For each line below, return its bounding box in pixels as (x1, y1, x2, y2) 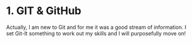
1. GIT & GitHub (6, 4, 81, 18)
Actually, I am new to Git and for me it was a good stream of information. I (6, 24, 187, 31)
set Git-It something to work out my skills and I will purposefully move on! (6, 29, 186, 37)
